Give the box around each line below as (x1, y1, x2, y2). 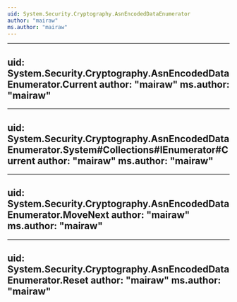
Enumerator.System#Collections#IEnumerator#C (7, 144, 229, 156)
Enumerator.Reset (7, 274, 89, 286)
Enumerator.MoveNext (7, 209, 109, 221)
